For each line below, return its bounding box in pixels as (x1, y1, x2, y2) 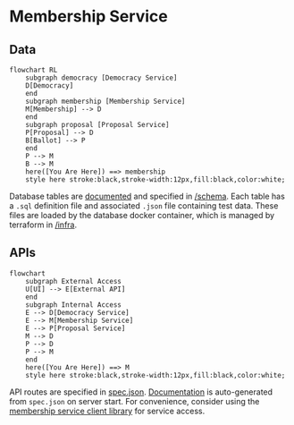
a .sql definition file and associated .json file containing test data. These (9, 200, 279, 211)
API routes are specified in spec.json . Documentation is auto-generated (9, 387, 273, 397)
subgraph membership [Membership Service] (25, 97, 186, 106)
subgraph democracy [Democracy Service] (25, 73, 178, 82)
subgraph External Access (25, 276, 122, 285)
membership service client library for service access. (9, 405, 206, 416)
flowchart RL (9, 65, 58, 74)
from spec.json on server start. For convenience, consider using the (9, 395, 260, 406)
